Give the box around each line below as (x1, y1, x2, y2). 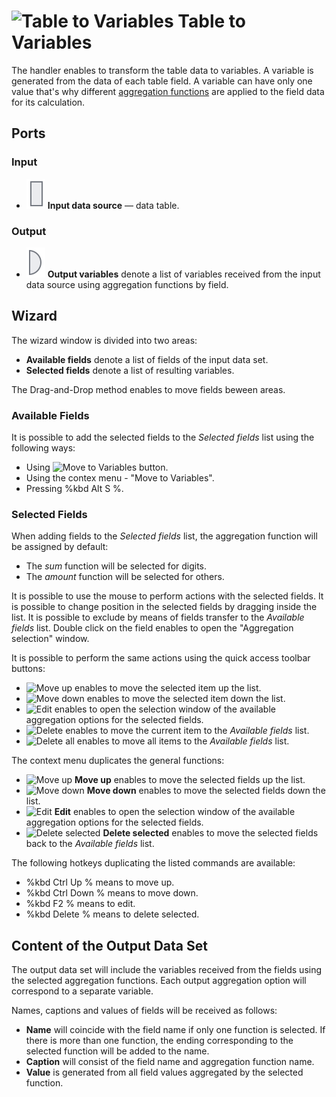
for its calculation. (11, 96, 86, 108)
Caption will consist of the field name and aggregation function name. (25, 1056, 315, 1068)
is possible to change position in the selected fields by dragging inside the (11, 601, 318, 613)
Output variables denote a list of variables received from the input (47, 268, 321, 280)
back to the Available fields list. (25, 838, 155, 850)
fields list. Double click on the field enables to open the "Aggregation (11, 622, 294, 634)
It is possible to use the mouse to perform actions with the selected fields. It (11, 590, 324, 602)
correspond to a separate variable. (11, 985, 154, 997)
